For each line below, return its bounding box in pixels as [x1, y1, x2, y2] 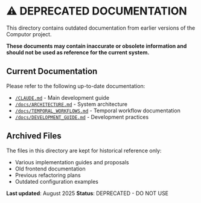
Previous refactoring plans [14, 171, 81, 179]
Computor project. [6, 30, 52, 37]
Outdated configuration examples [14, 178, 98, 185]
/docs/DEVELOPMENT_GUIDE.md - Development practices [14, 113, 149, 120]
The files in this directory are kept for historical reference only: [6, 147, 162, 154]
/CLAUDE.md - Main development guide [14, 94, 110, 101]
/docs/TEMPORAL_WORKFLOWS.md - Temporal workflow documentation [14, 107, 181, 114]
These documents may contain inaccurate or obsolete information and [6, 42, 187, 50]
